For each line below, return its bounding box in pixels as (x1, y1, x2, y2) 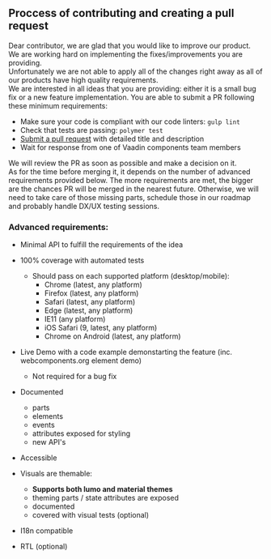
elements (32, 412, 63, 421)
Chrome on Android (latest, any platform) (44, 331, 181, 341)
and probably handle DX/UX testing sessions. (8, 201, 160, 211)
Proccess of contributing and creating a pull (8, 6, 235, 20)
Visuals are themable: (19, 469, 93, 479)
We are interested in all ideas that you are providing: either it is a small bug (8, 83, 256, 93)
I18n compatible (19, 526, 74, 536)
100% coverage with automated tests (19, 255, 145, 266)
